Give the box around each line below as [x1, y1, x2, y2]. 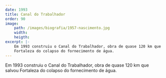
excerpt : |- [5, 39, 30, 44]
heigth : [14, 35, 30, 40]
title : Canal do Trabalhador [5, 12, 66, 17]
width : [14, 30, 28, 35]
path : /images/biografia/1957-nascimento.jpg [14, 26, 110, 31]
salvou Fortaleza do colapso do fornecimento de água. [5, 67, 117, 73]
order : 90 [5, 16, 26, 21]
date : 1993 [5, 7, 28, 12]
